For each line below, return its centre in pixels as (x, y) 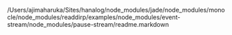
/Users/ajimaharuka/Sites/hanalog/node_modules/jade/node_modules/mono (116, 10)
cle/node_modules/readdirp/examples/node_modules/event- (94, 17)
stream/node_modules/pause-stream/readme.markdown (88, 24)
